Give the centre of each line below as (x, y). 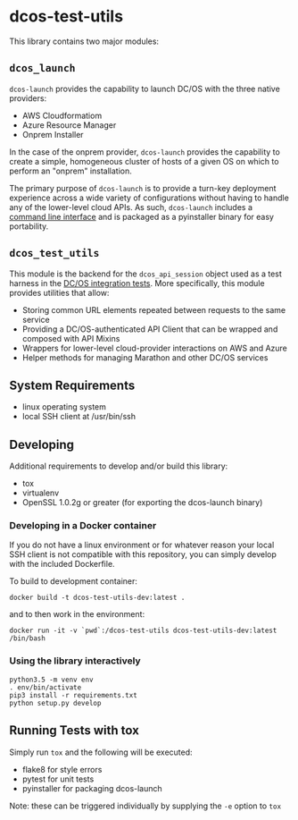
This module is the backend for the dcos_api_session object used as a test (146, 274)
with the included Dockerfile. (62, 564)
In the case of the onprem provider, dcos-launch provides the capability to (145, 152)
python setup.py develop (55, 703)
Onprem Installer (53, 134)
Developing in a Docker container (83, 526)
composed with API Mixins (71, 338)
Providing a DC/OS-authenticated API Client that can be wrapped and (150, 329)
